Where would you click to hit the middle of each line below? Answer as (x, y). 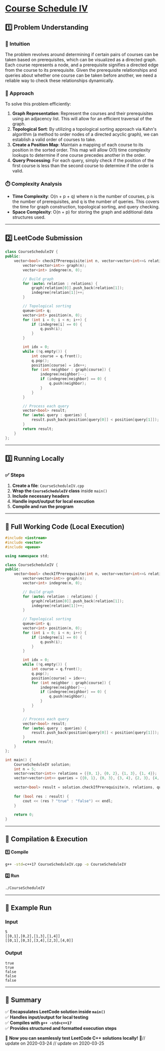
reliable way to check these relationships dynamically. (60, 80)
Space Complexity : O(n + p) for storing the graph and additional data (82, 212)
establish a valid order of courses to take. (54, 140)
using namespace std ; (27, 556)
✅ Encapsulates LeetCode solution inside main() (55, 1012)
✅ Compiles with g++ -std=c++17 (39, 1023)
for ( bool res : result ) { (41, 796)
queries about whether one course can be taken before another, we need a (81, 75)
